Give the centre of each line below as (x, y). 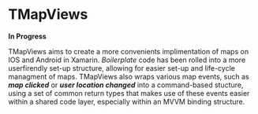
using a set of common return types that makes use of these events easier (129, 93)
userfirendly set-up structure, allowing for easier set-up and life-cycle (122, 68)
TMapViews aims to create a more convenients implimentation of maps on (129, 51)
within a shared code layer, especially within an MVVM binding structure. (127, 101)
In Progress (28, 36)
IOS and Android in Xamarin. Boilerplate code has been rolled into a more (127, 60)
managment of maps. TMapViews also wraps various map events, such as (129, 76)
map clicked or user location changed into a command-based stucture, (126, 85)
